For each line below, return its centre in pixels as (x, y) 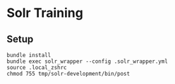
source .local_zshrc (37, 68)
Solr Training (45, 13)
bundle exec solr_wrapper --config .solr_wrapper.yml (87, 61)
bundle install (29, 55)
